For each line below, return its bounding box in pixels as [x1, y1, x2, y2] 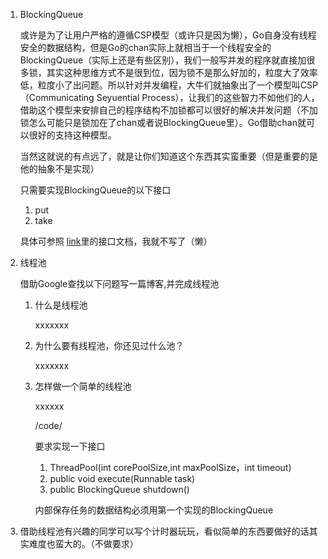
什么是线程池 [34, 299, 88, 311]
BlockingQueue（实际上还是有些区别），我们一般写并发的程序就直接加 [19, 54, 307, 66]
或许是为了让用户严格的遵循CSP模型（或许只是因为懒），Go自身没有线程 [19, 29, 317, 41]
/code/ [34, 420, 63, 431]
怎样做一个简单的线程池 [34, 380, 132, 392]
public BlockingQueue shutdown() [49, 484, 190, 495]
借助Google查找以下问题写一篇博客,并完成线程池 [19, 278, 220, 289]
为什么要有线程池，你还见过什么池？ [34, 340, 185, 351]
